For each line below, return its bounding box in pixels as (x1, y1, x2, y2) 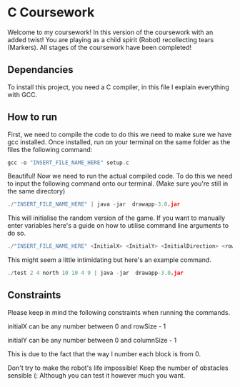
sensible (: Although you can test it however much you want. (7, 371, 186, 379)
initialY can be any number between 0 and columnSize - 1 (7, 336, 177, 344)
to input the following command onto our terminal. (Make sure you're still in (7, 179, 229, 188)
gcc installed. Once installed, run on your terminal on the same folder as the (7, 137, 231, 146)
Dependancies (7, 64, 74, 76)
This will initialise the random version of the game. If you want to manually (7, 213, 226, 222)
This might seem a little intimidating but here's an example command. (7, 256, 212, 264)
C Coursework (7, 4, 95, 21)
